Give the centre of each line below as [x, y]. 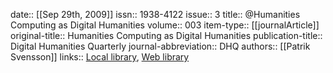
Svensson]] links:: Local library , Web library [100, 57]
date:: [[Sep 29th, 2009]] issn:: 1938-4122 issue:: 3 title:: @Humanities [155, 14]
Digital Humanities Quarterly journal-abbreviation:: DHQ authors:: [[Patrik [160, 46]
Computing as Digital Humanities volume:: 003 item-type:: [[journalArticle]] [165, 25]
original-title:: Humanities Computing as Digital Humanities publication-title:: [166, 35]
